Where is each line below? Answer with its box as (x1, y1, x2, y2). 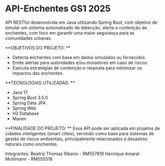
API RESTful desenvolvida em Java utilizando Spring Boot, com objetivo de (5, 19, 158, 25)
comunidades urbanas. (5, 35, 52, 41)
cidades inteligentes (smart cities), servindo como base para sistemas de (5, 130, 154, 136)
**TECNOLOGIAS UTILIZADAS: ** (5, 80, 75, 86)
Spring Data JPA (12, 100, 46, 106)
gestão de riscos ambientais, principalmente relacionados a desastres (5, 136, 148, 142)
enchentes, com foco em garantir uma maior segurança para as (5, 30, 135, 36)
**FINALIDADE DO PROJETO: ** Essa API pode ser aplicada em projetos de (5, 125, 160, 131)
